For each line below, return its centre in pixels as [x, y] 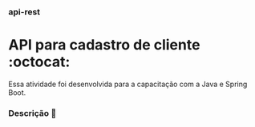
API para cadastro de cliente [104, 45]
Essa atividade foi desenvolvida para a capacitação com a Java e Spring [128, 84]
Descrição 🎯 [32, 113]
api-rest [24, 12]
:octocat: [39, 62]
